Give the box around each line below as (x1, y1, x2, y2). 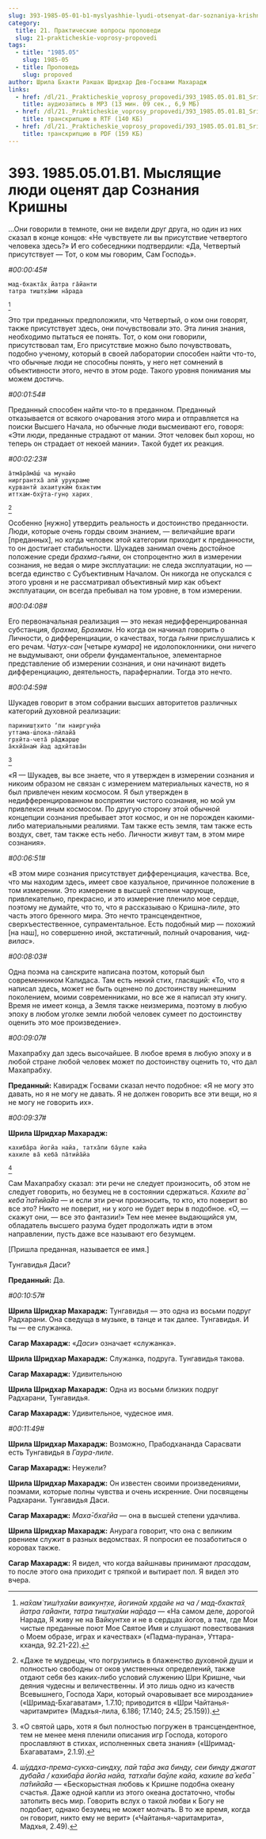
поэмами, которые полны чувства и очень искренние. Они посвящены (8, 1486, 249, 1496)
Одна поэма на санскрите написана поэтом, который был (8, 967, 205, 976)
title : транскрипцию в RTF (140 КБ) (22, 115, 144, 123)
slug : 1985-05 (22, 56, 69, 64)
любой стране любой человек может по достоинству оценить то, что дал (8, 1057, 257, 1066)
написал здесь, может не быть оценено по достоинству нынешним (8, 983, 237, 993)
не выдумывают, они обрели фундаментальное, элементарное (8, 650, 222, 659)
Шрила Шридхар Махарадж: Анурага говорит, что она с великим (8, 1526, 232, 1536)
